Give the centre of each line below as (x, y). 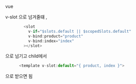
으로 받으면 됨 (19, 76)
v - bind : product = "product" (55, 36)
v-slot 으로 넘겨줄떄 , (26, 17)
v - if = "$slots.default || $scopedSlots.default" (80, 31)
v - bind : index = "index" (51, 41)
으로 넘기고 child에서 (26, 56)
